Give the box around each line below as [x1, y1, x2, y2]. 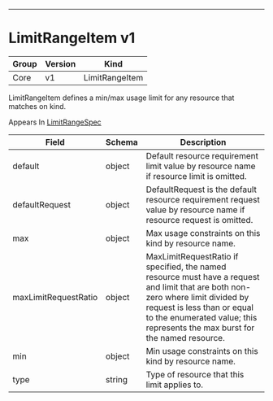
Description [180, 136, 227, 147]
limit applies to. [145, 379, 204, 390]
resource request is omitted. [145, 214, 253, 225]
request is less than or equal [145, 302, 254, 313]
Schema [105, 136, 138, 147]
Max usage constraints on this [145, 227, 261, 238]
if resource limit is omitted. [145, 170, 247, 181]
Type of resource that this [145, 368, 245, 380]
